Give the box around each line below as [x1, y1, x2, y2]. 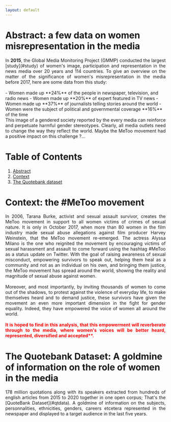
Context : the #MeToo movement [5, 196, 145, 208]
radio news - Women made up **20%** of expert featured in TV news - [5, 95, 159, 101]
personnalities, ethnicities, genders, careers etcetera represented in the [5, 405, 166, 411]
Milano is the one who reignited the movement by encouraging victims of [5, 240, 166, 246]
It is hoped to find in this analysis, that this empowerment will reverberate [5, 322, 166, 328]
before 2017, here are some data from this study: [5, 79, 107, 85]
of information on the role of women [5, 361, 160, 373]
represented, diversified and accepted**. [5, 333, 94, 339]
